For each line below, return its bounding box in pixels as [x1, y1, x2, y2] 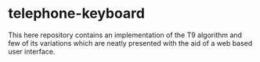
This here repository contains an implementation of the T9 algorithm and [8, 30, 243, 40]
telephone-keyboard [8, 5, 145, 22]
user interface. [8, 46, 56, 56]
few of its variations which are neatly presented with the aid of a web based [8, 38, 253, 47]
